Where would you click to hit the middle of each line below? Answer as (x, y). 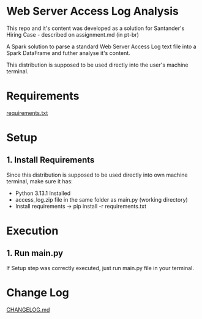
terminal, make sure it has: (40, 181)
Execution (32, 231)
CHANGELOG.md (28, 309)
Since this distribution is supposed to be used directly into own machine (97, 175)
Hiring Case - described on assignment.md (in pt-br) (73, 34)
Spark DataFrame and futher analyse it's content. (68, 53)
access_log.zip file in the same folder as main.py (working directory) (101, 199)
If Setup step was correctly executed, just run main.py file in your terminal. (100, 268)
